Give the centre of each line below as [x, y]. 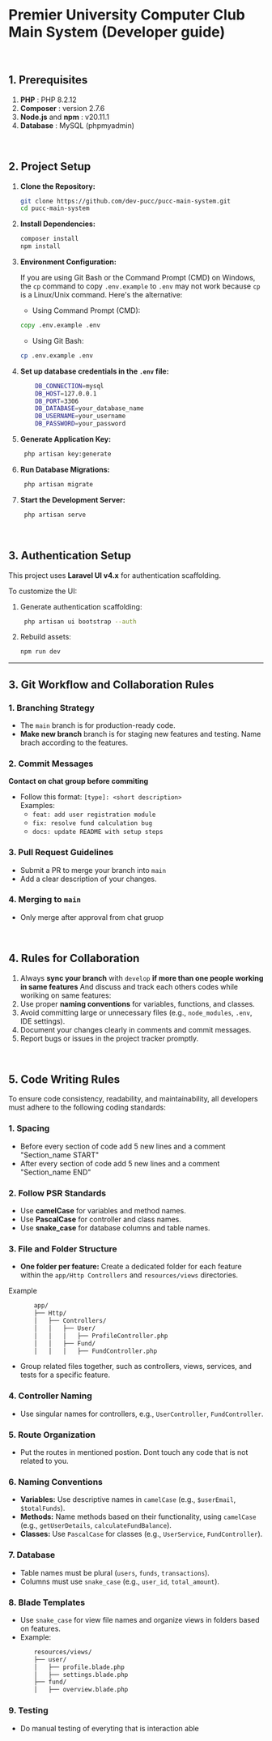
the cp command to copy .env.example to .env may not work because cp [140, 286]
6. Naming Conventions [55, 1482]
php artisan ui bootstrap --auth [80, 622]
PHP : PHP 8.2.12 [48, 100]
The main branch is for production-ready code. [98, 725]
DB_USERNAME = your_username [81, 416]
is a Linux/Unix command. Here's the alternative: [101, 295]
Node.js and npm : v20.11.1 [64, 117]
